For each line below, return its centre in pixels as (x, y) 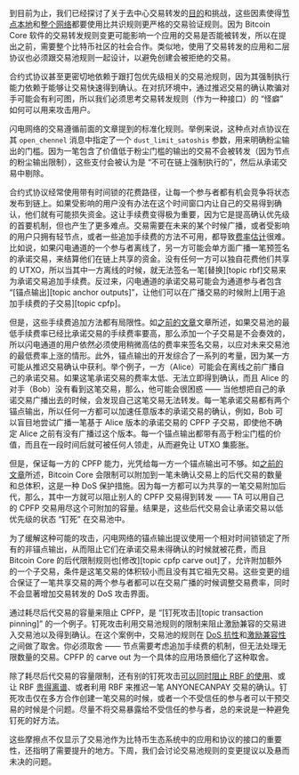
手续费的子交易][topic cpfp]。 (71, 303)
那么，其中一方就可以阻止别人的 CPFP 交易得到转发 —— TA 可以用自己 (154, 497)
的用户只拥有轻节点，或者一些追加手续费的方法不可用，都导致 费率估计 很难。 (149, 237)
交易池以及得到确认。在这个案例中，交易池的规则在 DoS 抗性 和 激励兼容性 (151, 635)
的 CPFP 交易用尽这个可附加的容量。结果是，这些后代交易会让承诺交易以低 (146, 508)
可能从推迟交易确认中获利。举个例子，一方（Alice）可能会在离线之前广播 (143, 367)
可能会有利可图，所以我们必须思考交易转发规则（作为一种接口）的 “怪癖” (150, 99)
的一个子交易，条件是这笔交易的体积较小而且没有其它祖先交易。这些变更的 (145, 571)
